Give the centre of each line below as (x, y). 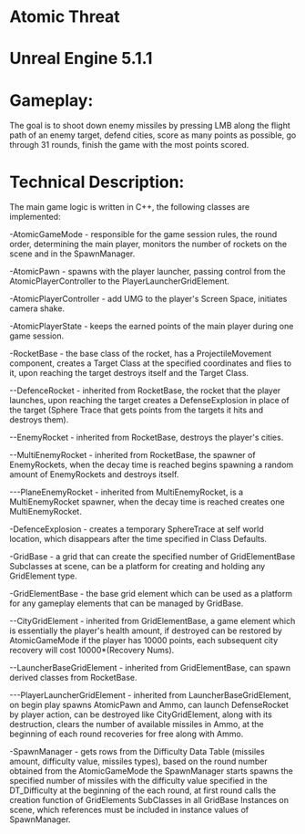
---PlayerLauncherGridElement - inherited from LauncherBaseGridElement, (150, 695)
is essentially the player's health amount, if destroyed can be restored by (146, 631)
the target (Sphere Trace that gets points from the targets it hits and (137, 410)
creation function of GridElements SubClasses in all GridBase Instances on (149, 800)
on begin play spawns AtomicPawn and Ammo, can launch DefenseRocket (149, 705)
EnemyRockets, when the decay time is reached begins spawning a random (152, 465)
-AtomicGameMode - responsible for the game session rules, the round (143, 235)
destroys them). (39, 420)
